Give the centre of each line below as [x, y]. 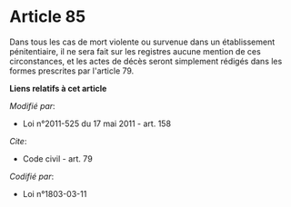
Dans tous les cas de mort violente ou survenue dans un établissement [142, 42]
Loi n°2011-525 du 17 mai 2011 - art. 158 [96, 123]
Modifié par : [33, 105]
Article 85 [48, 17]
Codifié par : [32, 176]
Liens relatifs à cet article [58, 88]
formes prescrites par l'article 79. [72, 71]
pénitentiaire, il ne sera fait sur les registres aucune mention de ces [135, 51]
